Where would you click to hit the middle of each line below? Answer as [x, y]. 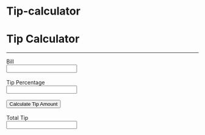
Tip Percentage [26, 83]
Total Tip [17, 118]
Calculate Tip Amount [34, 104]
